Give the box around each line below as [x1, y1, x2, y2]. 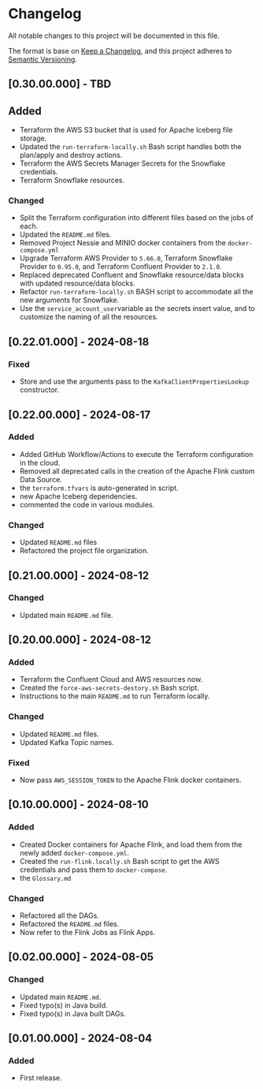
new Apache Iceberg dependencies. [19, 491, 138, 501]
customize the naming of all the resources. [19, 312, 159, 322]
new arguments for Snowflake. [19, 295, 120, 305]
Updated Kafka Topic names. [19, 737, 114, 747]
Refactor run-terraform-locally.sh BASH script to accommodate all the [19, 287, 254, 297]
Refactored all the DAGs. [19, 911, 100, 920]
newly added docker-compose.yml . [19, 848, 130, 857]
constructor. [19, 385, 60, 395]
